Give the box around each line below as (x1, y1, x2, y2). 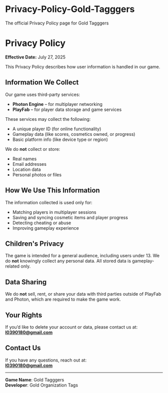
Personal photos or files (12, 171, 61, 178)
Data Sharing (5, 278, 47, 286)
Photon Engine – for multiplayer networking (12, 101, 102, 107)
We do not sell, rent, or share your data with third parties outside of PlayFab (5, 291, 161, 297)
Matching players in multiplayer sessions (12, 209, 96, 215)
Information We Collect (5, 78, 79, 87)
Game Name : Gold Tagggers (5, 377, 64, 383)
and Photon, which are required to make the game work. (5, 296, 121, 303)
